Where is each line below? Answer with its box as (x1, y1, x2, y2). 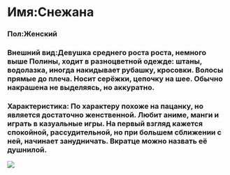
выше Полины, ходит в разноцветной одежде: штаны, (7, 56, 203, 66)
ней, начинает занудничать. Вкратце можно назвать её (7, 136, 208, 146)
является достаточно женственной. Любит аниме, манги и (7, 109, 219, 119)
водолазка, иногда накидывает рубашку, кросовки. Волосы (7, 66, 224, 75)
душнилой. (7, 144, 48, 154)
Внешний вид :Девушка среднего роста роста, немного (7, 48, 206, 58)
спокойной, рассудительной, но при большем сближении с (7, 127, 222, 137)
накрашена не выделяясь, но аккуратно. (7, 83, 155, 93)
